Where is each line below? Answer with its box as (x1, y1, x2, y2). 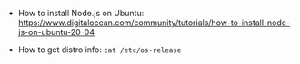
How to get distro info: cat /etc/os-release (17, 44, 182, 55)
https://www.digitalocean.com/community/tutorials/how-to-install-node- (17, 17, 291, 28)
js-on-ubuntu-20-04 (17, 27, 95, 37)
